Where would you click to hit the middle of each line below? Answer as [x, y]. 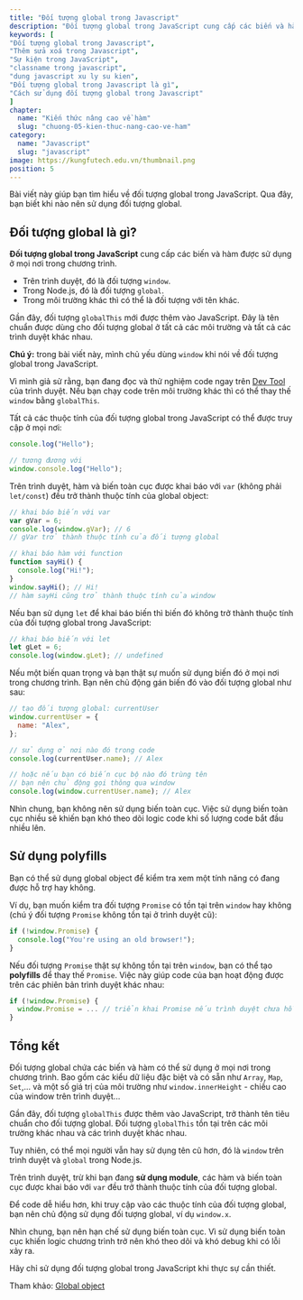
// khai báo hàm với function [66, 554]
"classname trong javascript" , [68, 69]
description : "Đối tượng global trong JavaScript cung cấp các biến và [147, 26]
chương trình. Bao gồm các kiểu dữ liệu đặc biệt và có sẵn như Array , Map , [146, 1077]
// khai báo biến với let [60, 639]
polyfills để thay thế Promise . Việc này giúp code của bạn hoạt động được [147, 974]
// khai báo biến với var [60, 512]
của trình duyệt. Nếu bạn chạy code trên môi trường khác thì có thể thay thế [150, 391]
